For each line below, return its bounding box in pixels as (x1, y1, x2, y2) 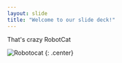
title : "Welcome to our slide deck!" (7, 16, 116, 23)
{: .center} (44, 49, 74, 57)
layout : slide (7, 10, 48, 17)
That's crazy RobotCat (7, 35, 71, 43)
